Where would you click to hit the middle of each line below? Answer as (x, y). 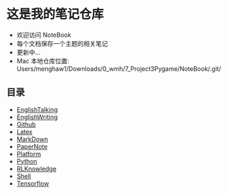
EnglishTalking (37, 109)
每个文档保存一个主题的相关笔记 (62, 43)
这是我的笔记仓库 (55, 14)
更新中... (28, 52)
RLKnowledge (36, 168)
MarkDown (32, 139)
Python (27, 161)
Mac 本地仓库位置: (43, 60)
